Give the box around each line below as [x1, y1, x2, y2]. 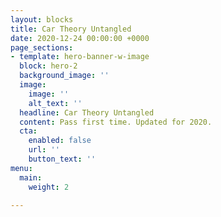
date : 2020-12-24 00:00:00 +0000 [10, 33, 150, 43]
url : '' [28, 145, 60, 155]
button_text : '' [28, 154, 97, 164]
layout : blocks [10, 14, 74, 25]
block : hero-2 [19, 61, 78, 71]
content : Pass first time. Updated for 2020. [19, 117, 213, 127]
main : [19, 172, 43, 183]
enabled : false [28, 136, 92, 146]
